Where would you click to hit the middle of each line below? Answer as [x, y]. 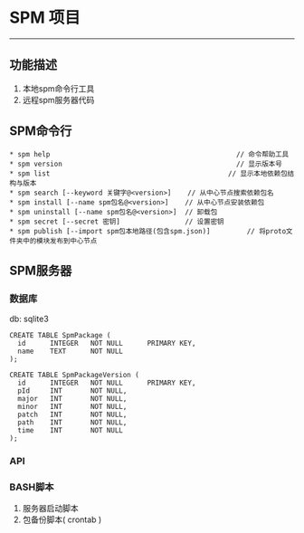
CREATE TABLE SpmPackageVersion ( [75, 376]
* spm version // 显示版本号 [146, 164]
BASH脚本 [32, 487]
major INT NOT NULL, [72, 399]
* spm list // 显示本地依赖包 [148, 173]
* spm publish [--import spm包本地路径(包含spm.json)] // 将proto [148, 231]
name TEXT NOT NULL [71, 352]
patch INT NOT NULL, [72, 415]
